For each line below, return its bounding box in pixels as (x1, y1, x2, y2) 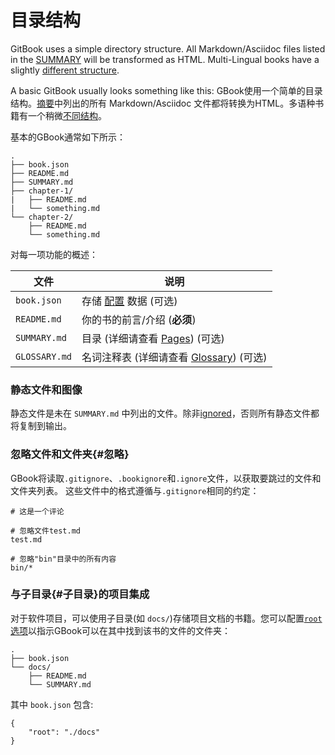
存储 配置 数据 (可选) (81, 294, 178, 308)
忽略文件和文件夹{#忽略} (10, 447, 130, 461)
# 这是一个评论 (10, 506, 65, 516)
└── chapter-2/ (10, 212, 74, 222)
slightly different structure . (10, 64, 120, 76)
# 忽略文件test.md (10, 526, 81, 536)
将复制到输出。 (10, 420, 72, 432)
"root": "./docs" (28, 727, 101, 737)
